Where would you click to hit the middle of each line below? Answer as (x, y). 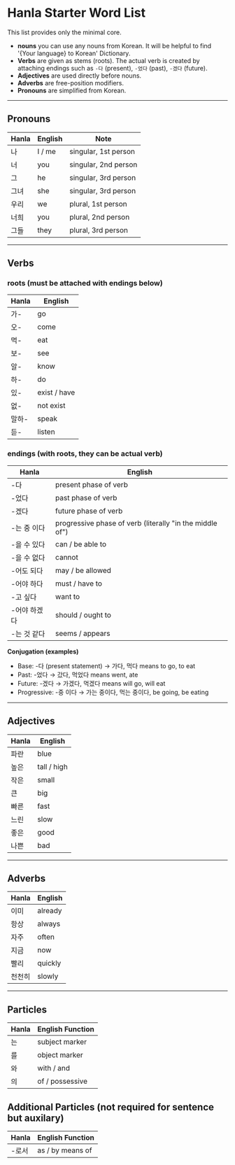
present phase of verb (91, 484)
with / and (54, 1068)
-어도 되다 (27, 570)
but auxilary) (36, 1118)
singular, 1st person (102, 151)
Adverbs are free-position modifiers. (71, 83)
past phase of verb (86, 497)
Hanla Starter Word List (76, 13)
